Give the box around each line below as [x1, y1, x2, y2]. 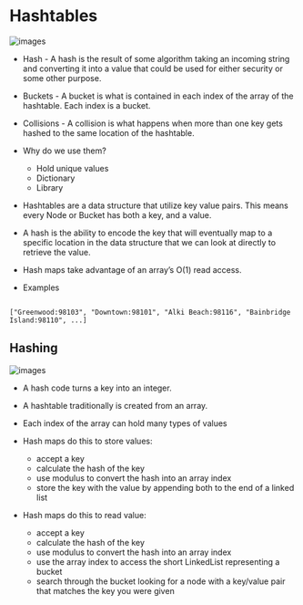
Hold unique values [35, 162, 109, 173]
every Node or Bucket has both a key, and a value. [22, 209, 212, 220]
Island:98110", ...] [9, 316, 88, 325]
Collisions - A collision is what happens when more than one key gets [22, 118, 284, 129]
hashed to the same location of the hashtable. [22, 127, 195, 138]
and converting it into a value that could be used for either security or [22, 63, 284, 74]
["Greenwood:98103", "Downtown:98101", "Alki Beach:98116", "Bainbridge [9, 308, 291, 317]
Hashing [9, 340, 58, 356]
